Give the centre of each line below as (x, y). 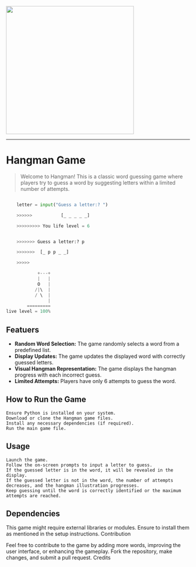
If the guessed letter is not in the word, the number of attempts (90, 480)
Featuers (23, 329)
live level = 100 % (28, 312)
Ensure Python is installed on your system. (61, 413)
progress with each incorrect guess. (58, 375)
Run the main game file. (36, 428)
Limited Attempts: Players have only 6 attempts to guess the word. (95, 381)
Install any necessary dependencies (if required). (70, 423)
